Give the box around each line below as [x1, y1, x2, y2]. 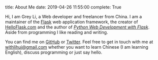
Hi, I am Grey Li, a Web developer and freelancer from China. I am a [5, 14, 142, 19]
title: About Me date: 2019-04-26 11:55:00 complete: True [5, 4, 122, 10]
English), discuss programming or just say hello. [5, 49, 102, 55]
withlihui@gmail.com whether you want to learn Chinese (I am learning [5, 44, 149, 50]
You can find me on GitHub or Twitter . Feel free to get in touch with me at [5, 39, 154, 45]
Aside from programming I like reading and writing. [5, 30, 108, 35]
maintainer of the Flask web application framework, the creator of [5, 19, 138, 25]
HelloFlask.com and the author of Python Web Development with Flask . [5, 24, 150, 30]
